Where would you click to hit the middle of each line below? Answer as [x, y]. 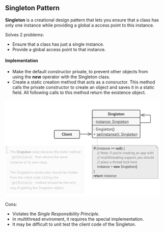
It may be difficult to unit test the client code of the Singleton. [74, 224]
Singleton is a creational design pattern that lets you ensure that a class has [82, 20]
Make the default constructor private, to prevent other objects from [80, 72]
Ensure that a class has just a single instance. [58, 44]
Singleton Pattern [32, 8]
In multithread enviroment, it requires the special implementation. [78, 219]
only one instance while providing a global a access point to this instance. [80, 25]
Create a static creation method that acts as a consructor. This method [84, 82]
